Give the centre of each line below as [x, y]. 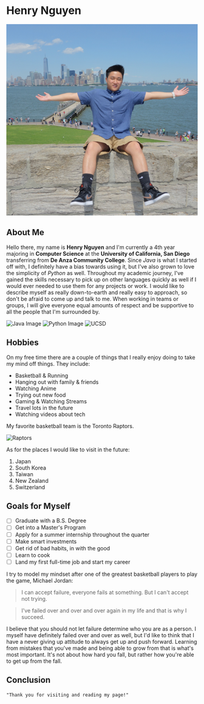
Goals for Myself [39, 506]
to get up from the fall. [34, 661]
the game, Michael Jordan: [40, 580]
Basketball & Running [42, 375]
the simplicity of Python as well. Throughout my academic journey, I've [95, 273]
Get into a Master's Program [50, 528]
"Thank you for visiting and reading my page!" [68, 695]
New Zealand [32, 480]
